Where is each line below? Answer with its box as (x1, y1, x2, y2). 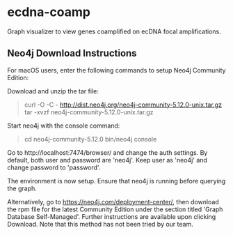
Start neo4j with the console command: (7, 121, 120, 130)
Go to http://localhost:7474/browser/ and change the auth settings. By (7, 148, 208, 157)
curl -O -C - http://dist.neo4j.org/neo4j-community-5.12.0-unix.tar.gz (24, 100, 223, 109)
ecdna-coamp (7, 4, 90, 20)
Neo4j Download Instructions (7, 47, 137, 59)
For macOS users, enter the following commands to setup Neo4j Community (7, 66, 226, 74)
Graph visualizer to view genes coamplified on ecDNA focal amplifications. (7, 27, 221, 36)
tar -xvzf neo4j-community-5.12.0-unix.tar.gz (24, 107, 154, 116)
